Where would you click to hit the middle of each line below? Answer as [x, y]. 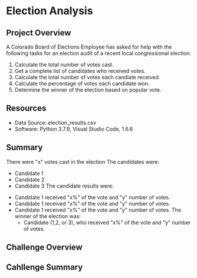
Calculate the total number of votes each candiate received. [87, 77]
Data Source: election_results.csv [55, 122]
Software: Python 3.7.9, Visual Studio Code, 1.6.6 [74, 129]
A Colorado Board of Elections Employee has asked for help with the [89, 47]
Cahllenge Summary [45, 267]
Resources [26, 109]
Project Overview [39, 33]
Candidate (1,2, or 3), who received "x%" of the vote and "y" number [107, 222]
